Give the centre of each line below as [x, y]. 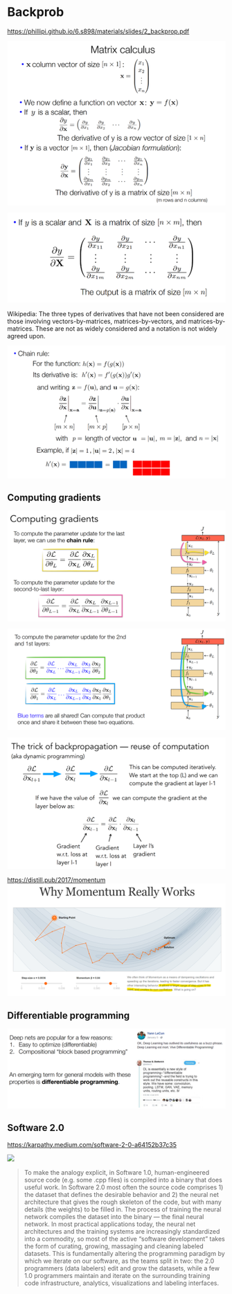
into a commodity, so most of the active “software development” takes [124, 1239]
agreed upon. [26, 336]
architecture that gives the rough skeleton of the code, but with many [123, 1202]
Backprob [36, 12]
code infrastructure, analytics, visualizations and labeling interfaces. [122, 1283]
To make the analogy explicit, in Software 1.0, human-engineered [117, 1172]
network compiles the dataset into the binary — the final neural [114, 1216]
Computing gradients [54, 498]
